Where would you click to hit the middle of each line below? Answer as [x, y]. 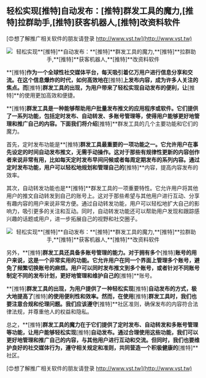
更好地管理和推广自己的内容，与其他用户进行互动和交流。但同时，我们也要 [100, 340]
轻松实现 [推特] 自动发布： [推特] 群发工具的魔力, [94, 11]
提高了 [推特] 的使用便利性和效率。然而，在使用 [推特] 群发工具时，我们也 [107, 296]
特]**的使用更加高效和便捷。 [42, 95]
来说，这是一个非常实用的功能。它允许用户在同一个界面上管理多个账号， [103, 260]
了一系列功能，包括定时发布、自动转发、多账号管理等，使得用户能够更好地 [100, 116]
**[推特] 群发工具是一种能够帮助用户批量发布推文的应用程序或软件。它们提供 [102, 108]
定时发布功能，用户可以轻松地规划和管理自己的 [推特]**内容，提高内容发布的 [102, 167]
